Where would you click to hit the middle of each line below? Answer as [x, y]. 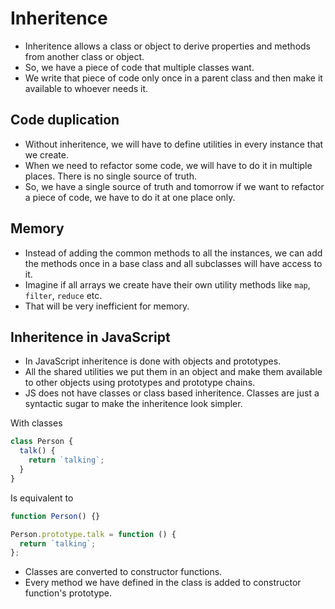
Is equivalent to [42, 498]
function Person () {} [55, 516]
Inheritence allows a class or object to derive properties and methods [167, 46]
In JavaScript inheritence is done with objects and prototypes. [153, 361]
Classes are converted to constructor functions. [123, 572]
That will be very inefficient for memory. [107, 306]
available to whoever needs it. [86, 88]
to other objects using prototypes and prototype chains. [140, 383]
